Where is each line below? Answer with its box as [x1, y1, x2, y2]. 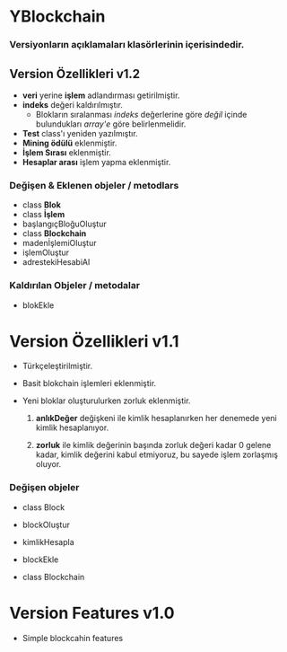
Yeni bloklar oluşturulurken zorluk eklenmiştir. [22, 395, 191, 406]
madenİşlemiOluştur [22, 238, 97, 249]
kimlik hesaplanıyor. [35, 422, 109, 433]
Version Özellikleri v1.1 [9, 330, 179, 351]
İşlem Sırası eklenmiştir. [22, 146, 112, 158]
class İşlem [22, 209, 65, 220]
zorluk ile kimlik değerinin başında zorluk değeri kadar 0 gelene [35, 440, 272, 451]
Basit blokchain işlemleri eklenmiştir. [22, 378, 157, 389]
